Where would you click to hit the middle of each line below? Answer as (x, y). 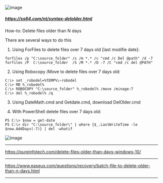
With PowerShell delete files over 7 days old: (57, 111)
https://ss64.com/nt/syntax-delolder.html (49, 18)
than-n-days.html (23, 171)
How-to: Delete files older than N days (43, 30)
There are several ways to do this (38, 40)
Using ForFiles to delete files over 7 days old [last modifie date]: (76, 49)
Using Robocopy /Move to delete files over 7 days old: (66, 71)
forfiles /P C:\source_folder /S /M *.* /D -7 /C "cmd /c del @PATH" (79, 62)
